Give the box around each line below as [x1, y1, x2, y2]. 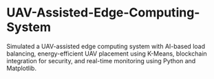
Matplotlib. [6, 64, 37, 72]
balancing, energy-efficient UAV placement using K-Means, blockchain [6, 49, 207, 58]
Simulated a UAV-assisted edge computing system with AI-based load [6, 42, 206, 50]
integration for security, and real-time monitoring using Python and [6, 56, 196, 65]
